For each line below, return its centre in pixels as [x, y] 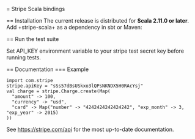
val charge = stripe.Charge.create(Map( [59, 91]
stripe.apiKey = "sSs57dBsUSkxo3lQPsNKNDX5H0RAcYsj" [75, 86]
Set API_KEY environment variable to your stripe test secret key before [95, 51]
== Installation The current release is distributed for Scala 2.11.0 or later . [98, 21]
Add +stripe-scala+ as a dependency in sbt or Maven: [74, 27]
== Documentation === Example [48, 69]
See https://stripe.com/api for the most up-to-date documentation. [90, 129]
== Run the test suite [33, 39]
